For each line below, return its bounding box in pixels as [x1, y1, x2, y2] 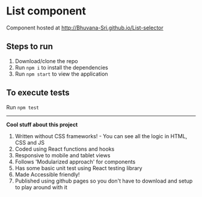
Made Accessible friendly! [14, 171, 80, 178]
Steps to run [6, 41, 53, 52]
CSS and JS [14, 139, 45, 146]
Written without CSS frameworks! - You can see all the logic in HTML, [14, 132, 188, 139]
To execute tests [6, 88, 70, 98]
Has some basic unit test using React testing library [14, 164, 142, 172]
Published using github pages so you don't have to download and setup [14, 177, 193, 184]
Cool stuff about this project [6, 121, 78, 128]
